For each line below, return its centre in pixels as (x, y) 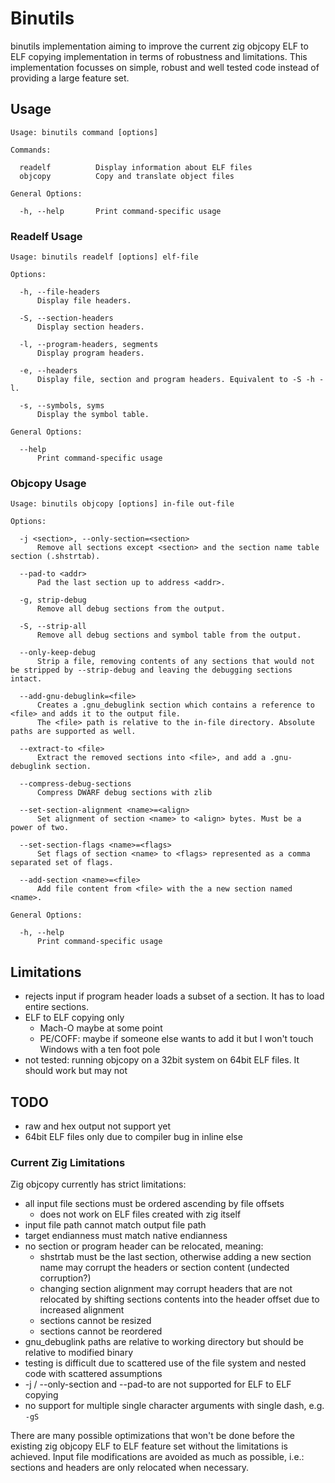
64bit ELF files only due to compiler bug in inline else (133, 1136)
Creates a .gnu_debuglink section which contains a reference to (175, 705)
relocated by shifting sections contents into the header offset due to (179, 1299)
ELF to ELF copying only (74, 1018)
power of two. (40, 828)
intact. (26, 679)
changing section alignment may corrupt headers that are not (166, 1289)
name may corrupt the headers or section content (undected (164, 1268)
